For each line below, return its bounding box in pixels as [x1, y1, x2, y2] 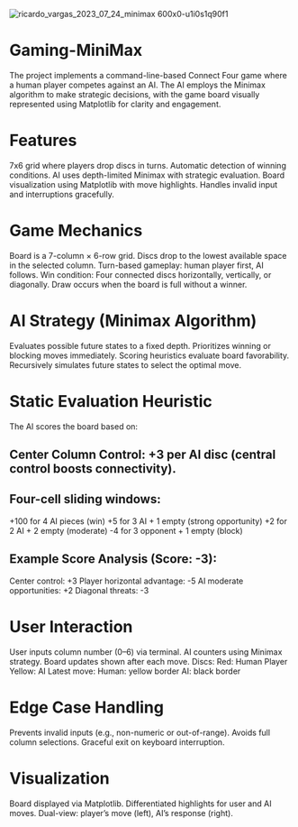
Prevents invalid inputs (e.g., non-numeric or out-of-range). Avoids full [9, 727, 271, 738]
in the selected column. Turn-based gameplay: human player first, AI [9, 260, 264, 271]
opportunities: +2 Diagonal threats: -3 [9, 584, 149, 595]
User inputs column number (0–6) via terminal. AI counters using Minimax [9, 646, 283, 657]
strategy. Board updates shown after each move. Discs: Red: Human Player [9, 656, 288, 666]
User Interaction [9, 616, 133, 637]
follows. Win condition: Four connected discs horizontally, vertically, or [9, 269, 272, 280]
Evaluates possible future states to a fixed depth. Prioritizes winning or [9, 340, 272, 351]
